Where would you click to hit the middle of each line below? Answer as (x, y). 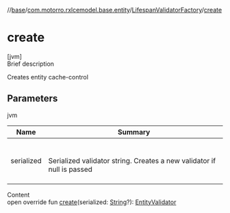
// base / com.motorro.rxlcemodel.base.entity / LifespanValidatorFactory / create (115, 10)
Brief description (31, 64)
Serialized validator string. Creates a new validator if (132, 160)
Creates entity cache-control (48, 77)
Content (18, 195)
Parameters (33, 99)
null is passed (70, 169)
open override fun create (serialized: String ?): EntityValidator (92, 202)
